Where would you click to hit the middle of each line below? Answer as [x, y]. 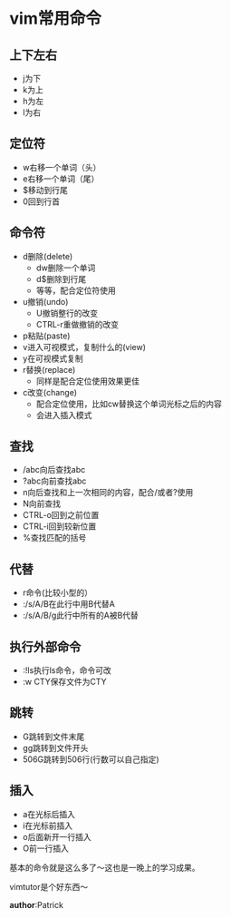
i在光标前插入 [48, 825]
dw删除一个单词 [66, 268]
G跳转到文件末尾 [53, 737]
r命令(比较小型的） [58, 593]
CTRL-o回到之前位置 [61, 515]
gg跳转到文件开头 [55, 747]
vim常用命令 [55, 19]
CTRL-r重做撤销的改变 [77, 324]
